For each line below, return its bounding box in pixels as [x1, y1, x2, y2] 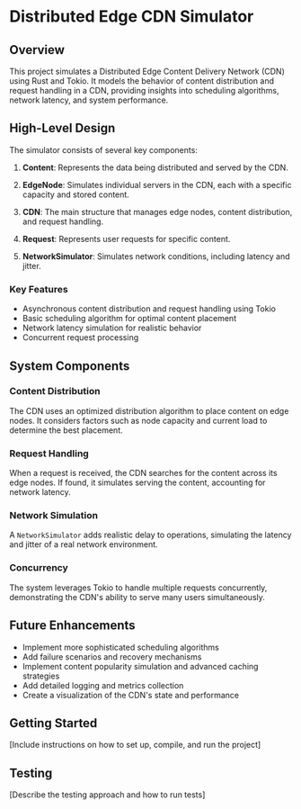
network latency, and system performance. [9, 94, 169, 105]
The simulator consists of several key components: [9, 144, 198, 155]
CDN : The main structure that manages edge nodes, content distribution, [22, 206, 293, 217]
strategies [22, 670, 60, 681]
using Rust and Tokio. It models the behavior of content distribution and [9, 76, 274, 86]
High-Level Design [9, 121, 116, 136]
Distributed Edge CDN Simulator [9, 6, 254, 27]
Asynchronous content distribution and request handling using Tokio [22, 303, 277, 314]
